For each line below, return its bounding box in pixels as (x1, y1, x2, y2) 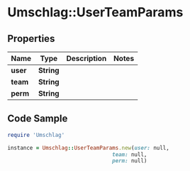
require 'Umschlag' (7, 131, 65, 138)
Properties (7, 33, 55, 45)
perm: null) (112, 158, 147, 165)
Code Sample (7, 113, 68, 125)
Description (66, 54, 107, 63)
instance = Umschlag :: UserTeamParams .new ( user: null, (7, 144, 170, 151)
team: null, (112, 150, 147, 158)
